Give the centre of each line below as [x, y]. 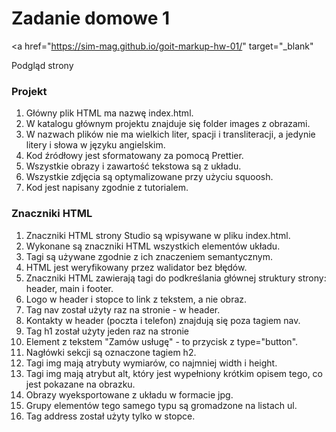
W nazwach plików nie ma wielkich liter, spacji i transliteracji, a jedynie [170, 134]
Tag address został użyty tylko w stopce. [110, 416]
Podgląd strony [42, 65]
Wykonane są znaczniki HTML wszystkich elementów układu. [153, 246]
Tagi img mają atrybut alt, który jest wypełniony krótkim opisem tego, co [174, 373]
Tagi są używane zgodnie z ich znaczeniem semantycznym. [149, 256]
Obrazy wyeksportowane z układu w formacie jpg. [129, 394]
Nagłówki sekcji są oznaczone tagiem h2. [111, 352]
